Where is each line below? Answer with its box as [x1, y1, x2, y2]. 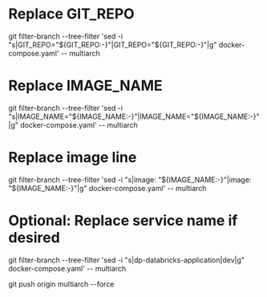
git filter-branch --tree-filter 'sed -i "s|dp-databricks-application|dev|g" [8, 254, 245, 265]
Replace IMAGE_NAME [8, 77, 163, 95]
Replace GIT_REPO [8, 5, 135, 23]
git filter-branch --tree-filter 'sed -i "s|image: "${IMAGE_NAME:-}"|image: [8, 174, 252, 185]
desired [8, 229, 60, 246]
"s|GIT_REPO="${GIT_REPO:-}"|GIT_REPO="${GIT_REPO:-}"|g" [8, 39, 217, 49]
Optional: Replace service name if [8, 212, 238, 230]
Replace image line [8, 148, 137, 167]
